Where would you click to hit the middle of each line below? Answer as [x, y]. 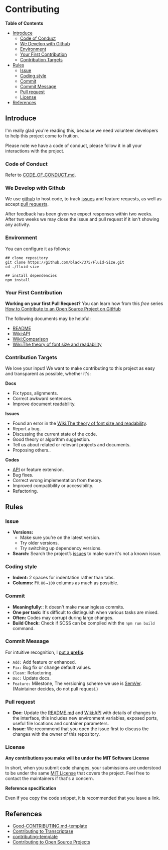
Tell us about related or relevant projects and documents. [71, 445]
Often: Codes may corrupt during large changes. [63, 617]
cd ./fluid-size [22, 267]
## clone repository [27, 258]
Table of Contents [24, 23]
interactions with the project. [35, 151]
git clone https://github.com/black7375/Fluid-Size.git [65, 262]
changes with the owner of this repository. [56, 734]
